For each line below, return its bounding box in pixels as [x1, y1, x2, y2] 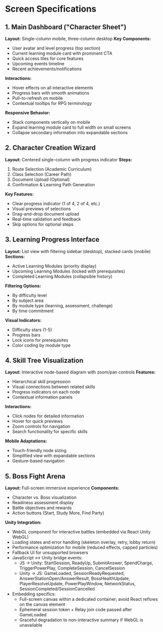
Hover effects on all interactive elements [12, 85, 93, 91]
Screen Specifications [5, 3, 96, 15]
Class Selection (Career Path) [12, 171, 72, 177]
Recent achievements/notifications [12, 66, 82, 72]
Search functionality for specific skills [12, 429, 88, 434]
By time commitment [12, 308, 54, 314]
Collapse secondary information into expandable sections [12, 130, 128, 135]
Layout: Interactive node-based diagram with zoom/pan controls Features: [5, 369, 156, 375]
